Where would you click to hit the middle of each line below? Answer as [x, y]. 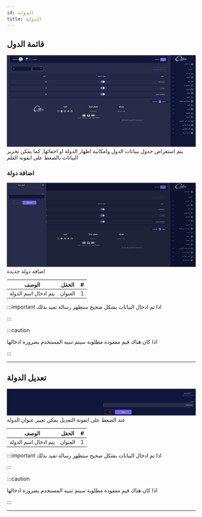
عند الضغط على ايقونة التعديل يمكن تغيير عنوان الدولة [66, 420]
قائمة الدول [25, 44]
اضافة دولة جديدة [26, 271]
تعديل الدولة [27, 378]
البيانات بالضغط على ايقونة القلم [43, 157]
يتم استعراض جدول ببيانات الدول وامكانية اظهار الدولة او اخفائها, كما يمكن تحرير [95, 151]
